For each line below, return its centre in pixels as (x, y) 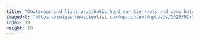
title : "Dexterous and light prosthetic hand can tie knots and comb (94, 11)
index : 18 (18, 22)
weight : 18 (20, 28)
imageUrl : (18, 17)
